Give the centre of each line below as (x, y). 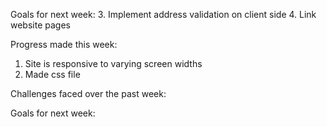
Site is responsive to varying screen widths (113, 63)
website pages (40, 25)
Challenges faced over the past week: (88, 93)
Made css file (52, 74)
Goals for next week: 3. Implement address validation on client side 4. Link (163, 14)
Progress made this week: (64, 44)
